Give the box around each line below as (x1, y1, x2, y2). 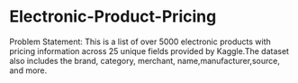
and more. (9, 65, 48, 76)
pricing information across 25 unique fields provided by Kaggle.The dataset (9, 45, 290, 56)
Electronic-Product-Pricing (9, 6, 217, 27)
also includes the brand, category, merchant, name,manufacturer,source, (9, 55, 281, 66)
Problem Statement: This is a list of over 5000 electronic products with (9, 36, 272, 47)
